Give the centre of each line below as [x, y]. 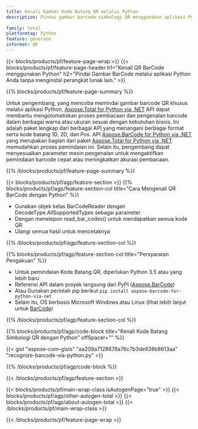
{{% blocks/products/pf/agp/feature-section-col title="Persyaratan [88, 254]
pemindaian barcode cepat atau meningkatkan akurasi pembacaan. [88, 159]
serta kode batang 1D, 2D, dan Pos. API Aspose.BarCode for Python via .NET [99, 134]
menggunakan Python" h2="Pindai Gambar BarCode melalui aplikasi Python [98, 74]
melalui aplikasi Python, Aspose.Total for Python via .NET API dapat [88, 109]
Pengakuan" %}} [27, 260]
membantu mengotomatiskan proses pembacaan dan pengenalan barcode [97, 115]
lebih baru [27, 278]
